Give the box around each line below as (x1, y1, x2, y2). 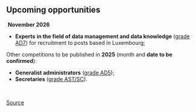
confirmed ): (6, 57, 37, 64)
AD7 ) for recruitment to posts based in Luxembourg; (15, 39, 146, 46)
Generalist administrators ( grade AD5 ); (15, 69, 115, 76)
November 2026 (7, 21, 50, 28)
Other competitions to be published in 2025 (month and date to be (6, 51, 172, 58)
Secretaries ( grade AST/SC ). (15, 75, 88, 82)
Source (6, 99, 24, 106)
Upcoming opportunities (6, 5, 101, 15)
